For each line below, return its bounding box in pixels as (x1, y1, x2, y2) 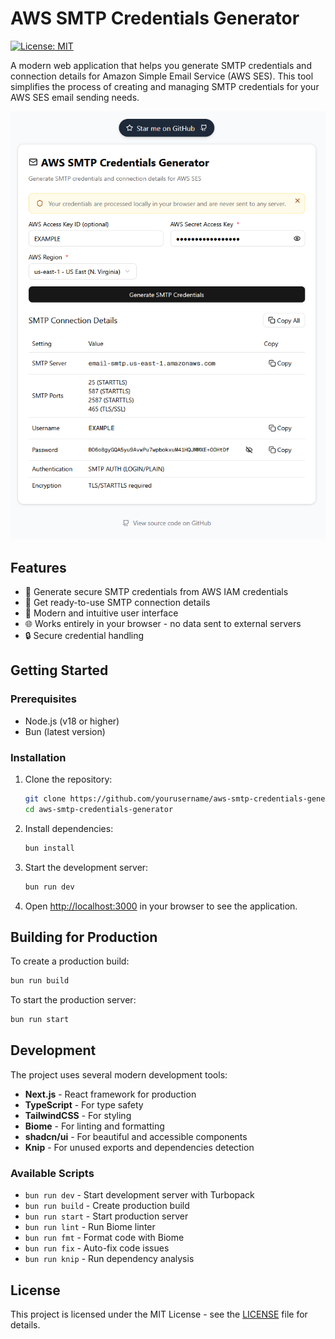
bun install (24, 843, 75, 853)
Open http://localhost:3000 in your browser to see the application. (24, 900, 298, 912)
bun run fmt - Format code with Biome (24, 1232, 185, 1244)
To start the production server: (10, 994, 137, 1006)
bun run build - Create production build (24, 1200, 190, 1212)
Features (10, 559, 67, 576)
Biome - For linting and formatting (24, 1120, 165, 1132)
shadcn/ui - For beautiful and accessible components (24, 1130, 248, 1142)
